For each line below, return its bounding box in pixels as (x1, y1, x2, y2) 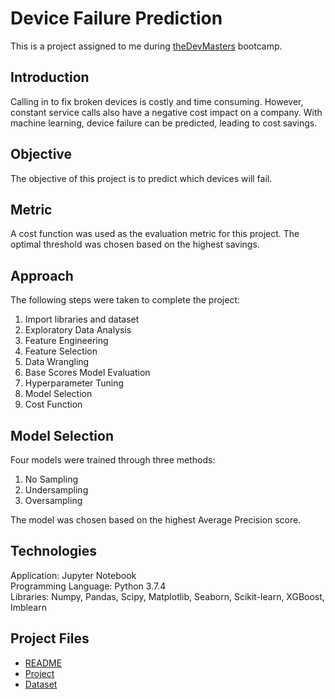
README (24, 657, 63, 669)
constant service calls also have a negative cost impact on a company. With (10, 106, 323, 118)
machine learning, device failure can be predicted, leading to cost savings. (10, 117, 318, 129)
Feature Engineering (24, 335, 109, 347)
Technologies (10, 543, 98, 560)
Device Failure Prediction (10, 7, 223, 30)
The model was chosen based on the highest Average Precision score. (10, 514, 302, 526)
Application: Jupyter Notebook (10, 569, 137, 581)
